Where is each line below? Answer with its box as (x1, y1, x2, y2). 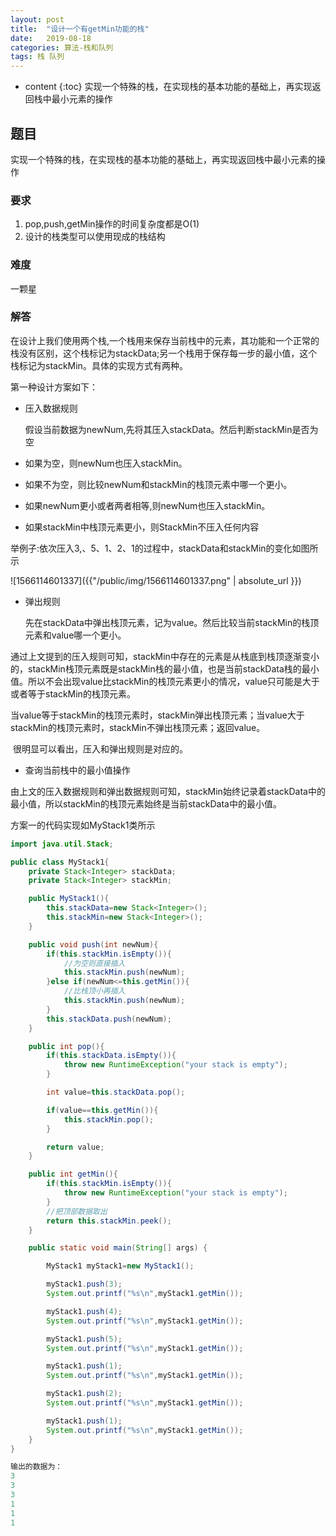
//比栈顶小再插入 (63, 986, 126, 996)
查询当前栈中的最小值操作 (24, 764, 131, 776)
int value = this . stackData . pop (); (46, 1087, 186, 1098)
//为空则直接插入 (63, 958, 126, 968)
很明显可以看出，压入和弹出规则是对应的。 (12, 742, 188, 755)
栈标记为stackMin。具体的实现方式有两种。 (10, 359, 188, 371)
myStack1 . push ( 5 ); (46, 1334, 123, 1344)
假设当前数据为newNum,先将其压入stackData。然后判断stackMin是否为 (24, 423, 319, 435)
